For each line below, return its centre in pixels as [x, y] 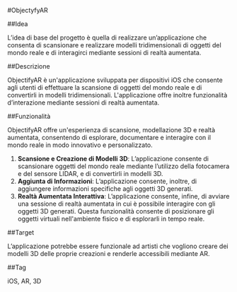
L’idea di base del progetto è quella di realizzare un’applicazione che [107, 37]
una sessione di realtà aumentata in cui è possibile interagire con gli [116, 204]
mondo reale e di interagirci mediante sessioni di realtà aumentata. [104, 53]
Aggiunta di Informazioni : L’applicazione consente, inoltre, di [107, 181]
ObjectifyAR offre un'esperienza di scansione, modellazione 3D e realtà [111, 130]
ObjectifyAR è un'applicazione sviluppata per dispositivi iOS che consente [115, 80]
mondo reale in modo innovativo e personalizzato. [80, 145]
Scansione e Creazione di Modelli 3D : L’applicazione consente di [113, 159]
